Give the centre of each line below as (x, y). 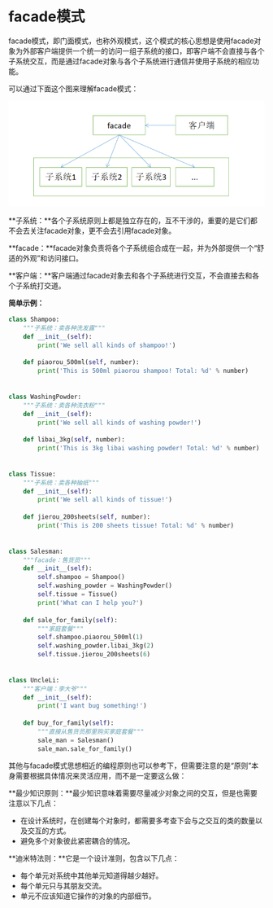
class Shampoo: (34, 320)
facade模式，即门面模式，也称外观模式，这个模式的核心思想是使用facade (131, 41)
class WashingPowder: (45, 397)
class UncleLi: (34, 680)
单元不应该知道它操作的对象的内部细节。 (88, 896)
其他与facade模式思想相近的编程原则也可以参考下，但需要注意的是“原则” (130, 765)
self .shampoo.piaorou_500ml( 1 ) (91, 637)
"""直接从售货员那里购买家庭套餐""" (91, 732)
